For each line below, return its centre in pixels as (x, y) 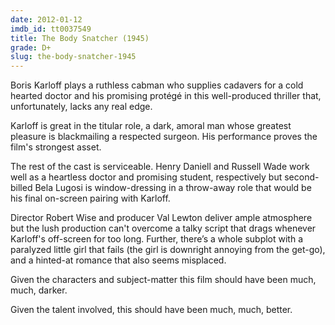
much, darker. (39, 290)
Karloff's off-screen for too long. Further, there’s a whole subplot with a (157, 239)
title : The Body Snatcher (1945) (80, 38)
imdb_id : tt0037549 (51, 29)
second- (302, 177)
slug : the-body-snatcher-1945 (73, 57)
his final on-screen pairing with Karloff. (90, 198)
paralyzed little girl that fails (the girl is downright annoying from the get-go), (168, 250)
